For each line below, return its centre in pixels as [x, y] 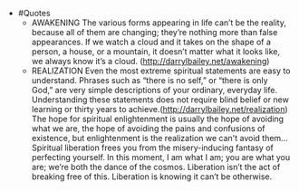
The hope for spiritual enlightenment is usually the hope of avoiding [157, 119]
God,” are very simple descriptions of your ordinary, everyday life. [154, 90]
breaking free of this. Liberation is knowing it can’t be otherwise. [152, 177]
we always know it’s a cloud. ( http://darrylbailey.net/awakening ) [150, 61]
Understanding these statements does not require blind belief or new [160, 100]
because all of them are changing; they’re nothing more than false [154, 32]
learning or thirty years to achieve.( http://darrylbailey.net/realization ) [159, 109]
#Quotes [34, 13]
